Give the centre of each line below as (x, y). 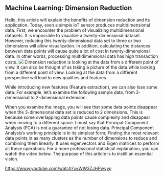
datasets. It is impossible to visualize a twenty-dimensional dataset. (73, 35)
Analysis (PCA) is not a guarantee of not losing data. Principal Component (80, 128)
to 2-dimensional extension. (59, 97)
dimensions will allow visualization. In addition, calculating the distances (78, 45)
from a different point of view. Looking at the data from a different (71, 72)
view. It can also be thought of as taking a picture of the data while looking (80, 67)
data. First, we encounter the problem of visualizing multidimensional (75, 30)
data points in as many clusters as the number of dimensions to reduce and (81, 138)
